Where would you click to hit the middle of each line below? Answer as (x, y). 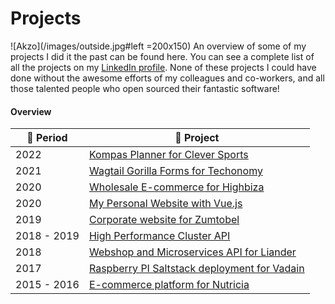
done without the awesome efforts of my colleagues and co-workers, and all (167, 78)
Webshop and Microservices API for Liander (192, 252)
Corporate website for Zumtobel (164, 220)
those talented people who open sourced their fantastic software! (145, 88)
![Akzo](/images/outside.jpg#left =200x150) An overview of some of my (158, 46)
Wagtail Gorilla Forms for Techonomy (175, 171)
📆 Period (47, 138)
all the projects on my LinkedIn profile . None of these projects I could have (163, 67)
